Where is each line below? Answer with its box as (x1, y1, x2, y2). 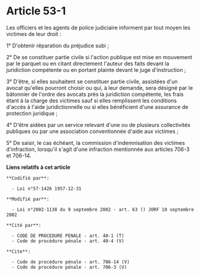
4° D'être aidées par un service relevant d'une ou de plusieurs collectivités (6, 121, 190, 128)
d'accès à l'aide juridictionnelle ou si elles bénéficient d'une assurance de (6, 103, 189, 110)
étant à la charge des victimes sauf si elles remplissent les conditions (6, 97, 177, 104)
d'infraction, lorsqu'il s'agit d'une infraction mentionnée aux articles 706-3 (6, 145, 190, 153)
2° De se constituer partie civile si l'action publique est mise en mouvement (6, 53, 193, 60)
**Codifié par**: (6, 175, 50, 181)
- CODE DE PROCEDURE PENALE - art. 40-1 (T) (11, 232, 125, 239)
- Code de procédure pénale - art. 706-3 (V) (11, 264, 128, 270)
